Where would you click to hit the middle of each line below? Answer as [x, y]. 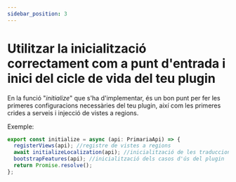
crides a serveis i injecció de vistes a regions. [73, 112]
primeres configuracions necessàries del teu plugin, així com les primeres [114, 105]
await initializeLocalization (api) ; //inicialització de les [105, 152]
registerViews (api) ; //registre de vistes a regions [92, 146]
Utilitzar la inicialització [77, 48]
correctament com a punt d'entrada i [117, 63]
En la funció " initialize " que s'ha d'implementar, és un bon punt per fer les [114, 98]
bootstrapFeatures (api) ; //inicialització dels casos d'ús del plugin [119, 159]
